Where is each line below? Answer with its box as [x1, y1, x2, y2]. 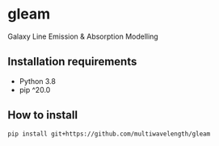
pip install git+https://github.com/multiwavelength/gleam [7, 130, 211, 138]
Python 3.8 [19, 76, 56, 86]
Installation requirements [7, 55, 137, 69]
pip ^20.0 [19, 85, 51, 94]
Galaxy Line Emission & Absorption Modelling [7, 31, 158, 41]
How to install [7, 108, 78, 122]
